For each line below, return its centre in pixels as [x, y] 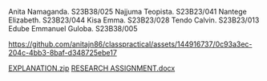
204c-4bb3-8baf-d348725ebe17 [63, 53]
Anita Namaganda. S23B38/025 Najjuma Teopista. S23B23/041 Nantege [127, 12]
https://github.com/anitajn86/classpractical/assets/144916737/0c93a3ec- [130, 44]
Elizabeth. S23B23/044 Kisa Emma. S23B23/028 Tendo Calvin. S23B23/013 [134, 20]
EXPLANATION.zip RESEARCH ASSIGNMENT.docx [92, 68]
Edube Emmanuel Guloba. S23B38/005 [73, 28]
